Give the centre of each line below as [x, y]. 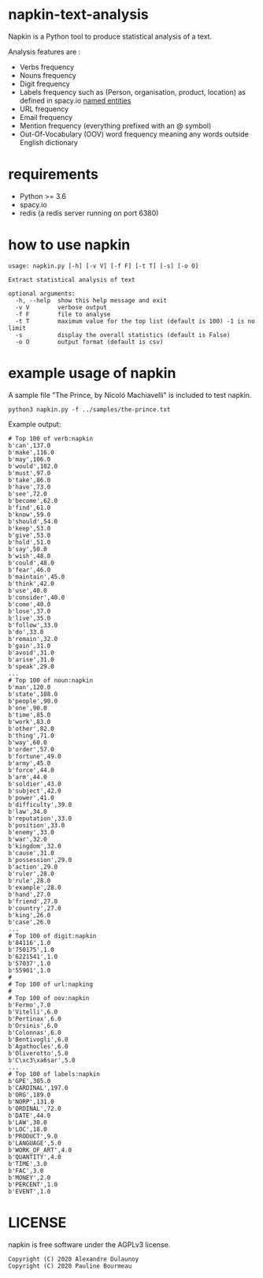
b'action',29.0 [33, 867]
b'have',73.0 [30, 487]
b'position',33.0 [37, 825]
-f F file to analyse [63, 314]
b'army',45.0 [30, 763]
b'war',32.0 [28, 839]
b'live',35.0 [30, 618]
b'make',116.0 [31, 452]
